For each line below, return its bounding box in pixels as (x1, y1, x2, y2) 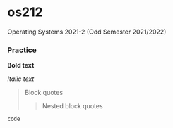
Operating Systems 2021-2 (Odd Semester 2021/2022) (7, 27, 167, 36)
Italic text (7, 75, 35, 83)
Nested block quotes (42, 102, 104, 110)
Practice (7, 45, 37, 55)
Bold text (7, 61, 35, 70)
